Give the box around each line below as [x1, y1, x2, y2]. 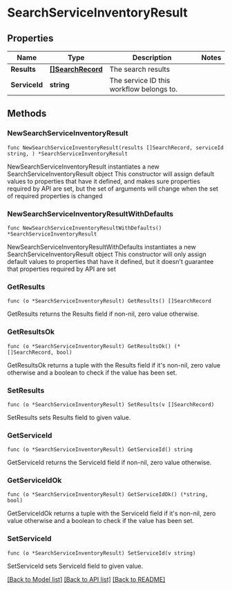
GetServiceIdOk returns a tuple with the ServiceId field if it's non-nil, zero [7, 509, 216, 517]
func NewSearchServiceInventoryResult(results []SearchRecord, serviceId [7, 144, 224, 151]
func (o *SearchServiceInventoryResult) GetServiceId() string [7, 446, 193, 453]
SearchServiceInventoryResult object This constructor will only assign [7, 250, 207, 258]
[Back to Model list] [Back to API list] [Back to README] [7, 575, 166, 583]
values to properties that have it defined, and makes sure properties [7, 177, 200, 185]
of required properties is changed [7, 191, 103, 200]
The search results [109, 64, 171, 74]
